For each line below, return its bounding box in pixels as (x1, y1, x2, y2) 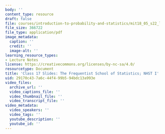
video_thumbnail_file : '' (9, 94, 63, 99)
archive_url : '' (9, 84, 43, 90)
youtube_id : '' (9, 121, 41, 126)
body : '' (5, 7, 23, 12)
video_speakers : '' (9, 107, 50, 113)
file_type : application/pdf (5, 30, 63, 35)
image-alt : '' (9, 48, 38, 53)
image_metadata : (5, 35, 38, 40)
